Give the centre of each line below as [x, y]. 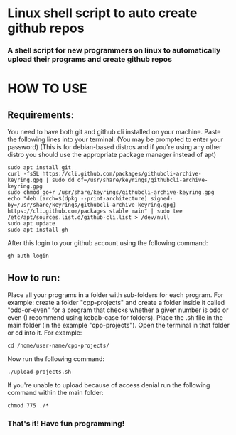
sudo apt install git [39, 168]
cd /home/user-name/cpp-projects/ [59, 345]
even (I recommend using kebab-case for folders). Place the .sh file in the [116, 317]
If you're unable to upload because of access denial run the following [109, 385]
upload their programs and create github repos [90, 60]
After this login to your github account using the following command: [108, 243]
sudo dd [63, 180]
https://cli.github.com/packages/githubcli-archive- [122, 174]
